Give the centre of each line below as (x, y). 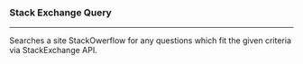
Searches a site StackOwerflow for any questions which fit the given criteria (150, 41)
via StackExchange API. (53, 50)
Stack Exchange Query (61, 13)
